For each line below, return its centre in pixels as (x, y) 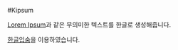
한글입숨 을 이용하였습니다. (44, 39)
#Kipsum (21, 10)
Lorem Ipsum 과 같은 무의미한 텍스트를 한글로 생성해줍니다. (89, 25)
